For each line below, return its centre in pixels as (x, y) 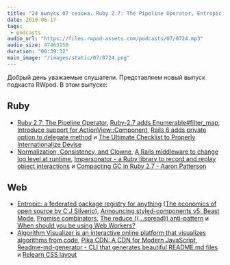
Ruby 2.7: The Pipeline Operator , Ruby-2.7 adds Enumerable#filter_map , (118, 122)
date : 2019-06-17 (32, 20)
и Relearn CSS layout (47, 255)
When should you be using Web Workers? (76, 225)
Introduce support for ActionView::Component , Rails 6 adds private (112, 130)
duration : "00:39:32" (38, 52)
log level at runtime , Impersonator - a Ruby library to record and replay (116, 158)
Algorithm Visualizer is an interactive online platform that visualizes (112, 233)
